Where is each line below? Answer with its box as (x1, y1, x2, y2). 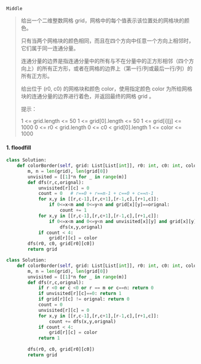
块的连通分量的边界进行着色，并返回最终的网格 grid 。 (20, 93, 154, 100)
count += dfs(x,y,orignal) (48, 318, 117, 324)
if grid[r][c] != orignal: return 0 (38, 296, 130, 302)
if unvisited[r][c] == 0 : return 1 (38, 291, 121, 297)
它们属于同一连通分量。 (20, 45, 79, 52)
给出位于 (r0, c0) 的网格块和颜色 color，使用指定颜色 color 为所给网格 (20, 85, 193, 92)
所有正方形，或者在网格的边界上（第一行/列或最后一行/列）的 (41, 65, 193, 72)
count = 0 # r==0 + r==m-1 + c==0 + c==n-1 (38, 191, 154, 197)
